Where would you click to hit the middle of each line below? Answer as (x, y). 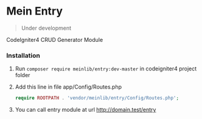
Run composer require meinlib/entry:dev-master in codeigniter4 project (106, 69)
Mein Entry (34, 11)
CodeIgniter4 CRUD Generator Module (55, 39)
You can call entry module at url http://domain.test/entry (85, 110)
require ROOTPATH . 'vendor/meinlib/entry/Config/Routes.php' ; (97, 98)
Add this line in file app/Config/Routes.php (68, 87)
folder (23, 75)
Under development (46, 28)
